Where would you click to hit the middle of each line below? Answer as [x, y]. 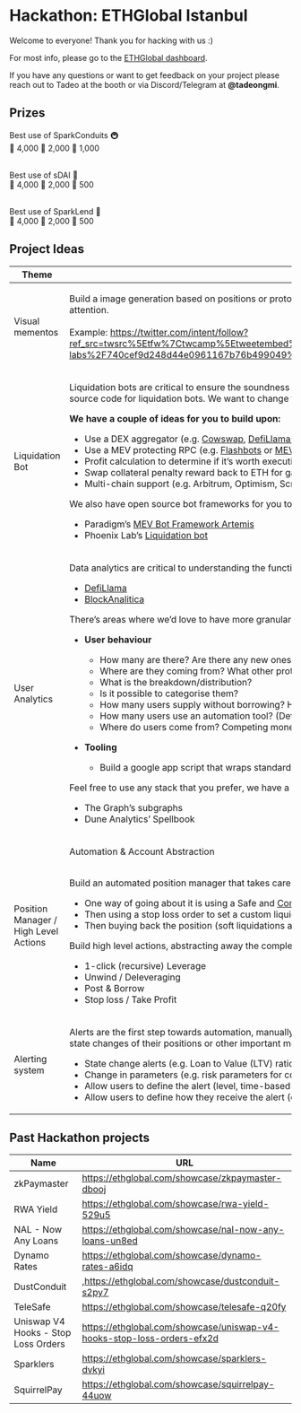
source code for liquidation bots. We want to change [179, 398]
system [29, 1070]
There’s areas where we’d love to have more [162, 619]
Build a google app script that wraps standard [195, 767]
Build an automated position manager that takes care [180, 883]
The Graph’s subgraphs [134, 807]
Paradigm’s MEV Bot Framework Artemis [170, 524]
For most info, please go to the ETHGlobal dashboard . [108, 57]
